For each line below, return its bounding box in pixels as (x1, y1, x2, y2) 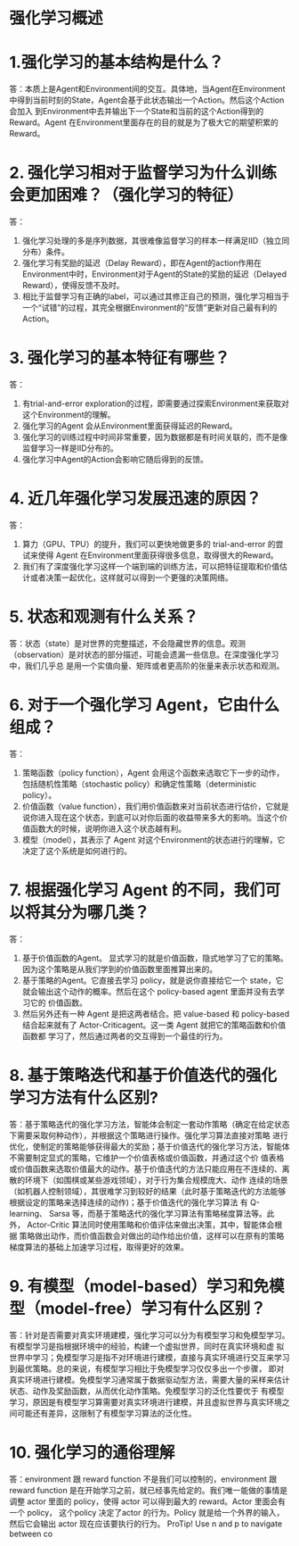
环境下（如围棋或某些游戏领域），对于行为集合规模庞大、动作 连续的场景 (24, 1175, 288, 1185)
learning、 (9, 1208, 47, 1218)
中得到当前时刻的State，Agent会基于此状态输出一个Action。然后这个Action (9, 95, 285, 105)
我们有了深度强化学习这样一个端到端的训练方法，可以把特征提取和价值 (21, 561, 280, 571)
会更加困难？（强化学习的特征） (9, 185, 244, 205)
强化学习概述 (9, 8, 104, 29)
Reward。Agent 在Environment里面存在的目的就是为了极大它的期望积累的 (9, 117, 279, 128)
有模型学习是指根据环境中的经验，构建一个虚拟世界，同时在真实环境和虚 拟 (9, 1341, 285, 1351)
